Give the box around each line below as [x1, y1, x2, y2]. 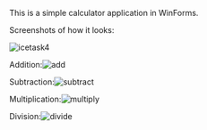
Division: [9, 111, 42, 121]
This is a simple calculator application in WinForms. [9, 8, 199, 18]
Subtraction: [9, 77, 56, 87]
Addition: [9, 60, 43, 69]
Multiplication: [9, 93, 62, 104]
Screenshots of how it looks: [9, 25, 115, 35]
